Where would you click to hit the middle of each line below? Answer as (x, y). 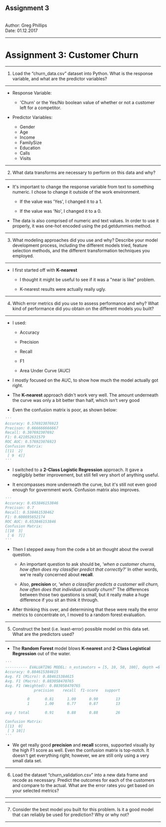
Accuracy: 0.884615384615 (32, 672)
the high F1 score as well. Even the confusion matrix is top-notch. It (81, 750)
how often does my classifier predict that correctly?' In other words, (89, 569)
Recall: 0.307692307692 (30, 433)
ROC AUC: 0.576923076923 (31, 442)
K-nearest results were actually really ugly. (63, 289)
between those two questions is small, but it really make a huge (84, 595)
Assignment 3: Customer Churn (72, 55)
